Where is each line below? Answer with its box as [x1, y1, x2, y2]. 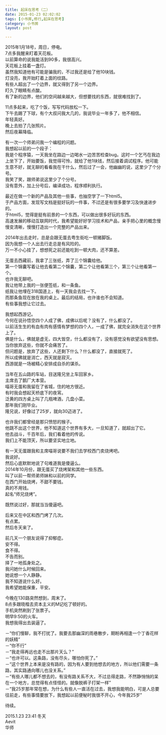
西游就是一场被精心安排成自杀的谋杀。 [5, 361, 83, 367]
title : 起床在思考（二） [5, 7, 50, 12]
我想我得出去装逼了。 [5, 620, 48, 626]
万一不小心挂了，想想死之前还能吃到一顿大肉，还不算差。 [5, 247, 122, 253]
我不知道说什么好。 [5, 578, 44, 584]
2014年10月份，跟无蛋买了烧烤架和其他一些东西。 [5, 466, 106, 472]
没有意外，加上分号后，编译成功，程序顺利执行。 [5, 183, 105, 188]
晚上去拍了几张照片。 [5, 123, 48, 129]
